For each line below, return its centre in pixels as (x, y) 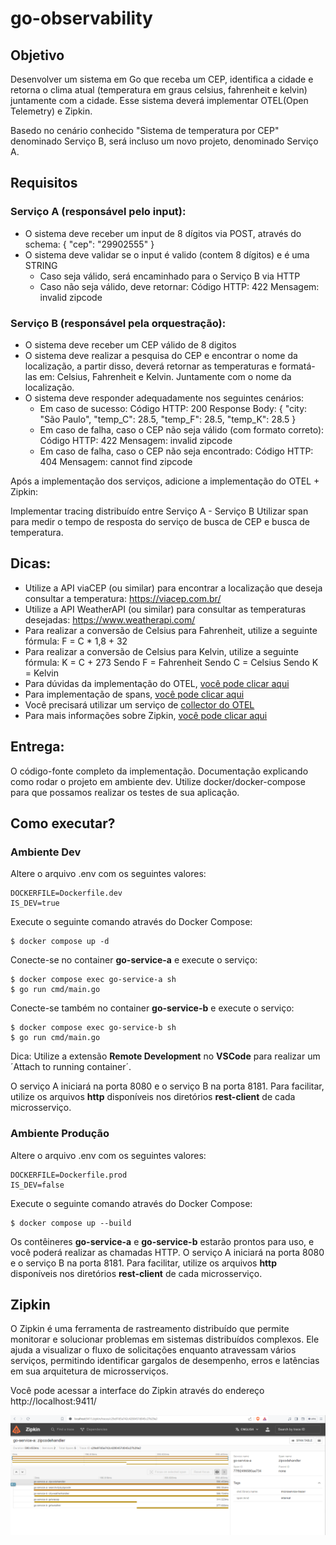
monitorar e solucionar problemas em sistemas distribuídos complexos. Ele (165, 1339)
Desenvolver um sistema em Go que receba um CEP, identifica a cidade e (162, 79)
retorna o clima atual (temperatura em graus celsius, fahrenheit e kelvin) (159, 90)
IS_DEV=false (37, 1185)
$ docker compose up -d (60, 942)
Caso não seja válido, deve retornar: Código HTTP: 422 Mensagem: (179, 286)
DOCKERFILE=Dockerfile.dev (66, 893)
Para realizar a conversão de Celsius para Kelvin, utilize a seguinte (161, 651)
